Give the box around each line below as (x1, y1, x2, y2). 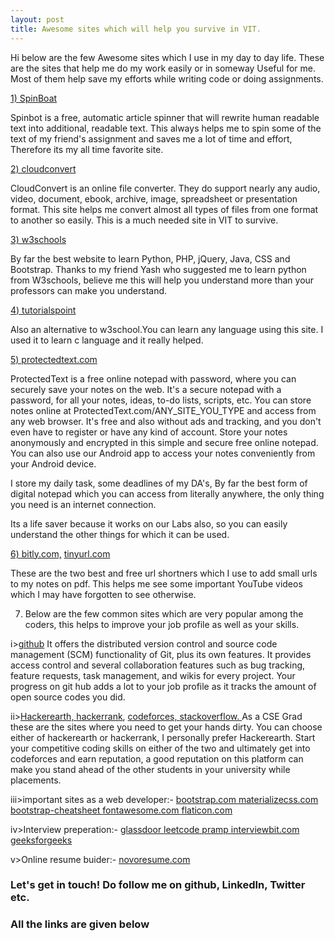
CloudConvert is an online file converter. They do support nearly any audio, (10, 182, 321, 194)
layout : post (10, 14, 65, 25)
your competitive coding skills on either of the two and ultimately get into (10, 742, 311, 754)
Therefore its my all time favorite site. (10, 143, 164, 155)
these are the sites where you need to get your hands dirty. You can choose (10, 721, 323, 733)
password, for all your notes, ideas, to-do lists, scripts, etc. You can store (10, 394, 312, 406)
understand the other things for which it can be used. (10, 528, 230, 540)
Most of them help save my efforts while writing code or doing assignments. (10, 72, 324, 85)
